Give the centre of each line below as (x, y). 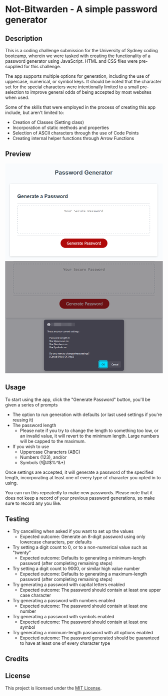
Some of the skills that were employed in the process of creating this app (80, 107)
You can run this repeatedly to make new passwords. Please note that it (79, 492)
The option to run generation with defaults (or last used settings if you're (87, 414)
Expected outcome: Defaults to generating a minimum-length (83, 558)
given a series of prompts (31, 404)
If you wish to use (30, 446)
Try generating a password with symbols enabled (63, 616)
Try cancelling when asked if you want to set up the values (73, 531)
